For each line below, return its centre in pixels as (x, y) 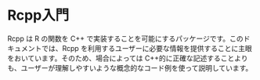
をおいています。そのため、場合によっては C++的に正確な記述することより (128, 58)
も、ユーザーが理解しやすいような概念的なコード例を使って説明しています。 (130, 67)
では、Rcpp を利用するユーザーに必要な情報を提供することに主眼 (146, 48)
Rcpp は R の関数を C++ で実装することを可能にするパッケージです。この (125, 38)
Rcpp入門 (38, 15)
